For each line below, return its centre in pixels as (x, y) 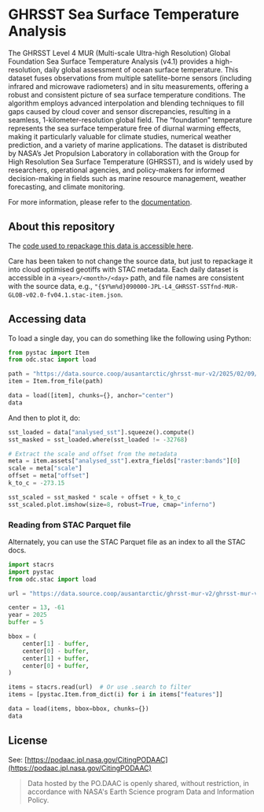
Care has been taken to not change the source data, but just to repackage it (130, 260)
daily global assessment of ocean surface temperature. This (141, 69)
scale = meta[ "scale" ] (45, 469)
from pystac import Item (49, 352)
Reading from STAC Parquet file (70, 525)
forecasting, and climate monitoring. (67, 186)
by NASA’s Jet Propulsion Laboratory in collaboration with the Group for (124, 153)
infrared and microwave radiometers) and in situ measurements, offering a (128, 86)
